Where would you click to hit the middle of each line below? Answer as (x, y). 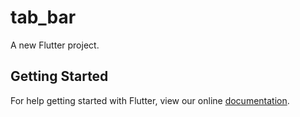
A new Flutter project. (55, 45)
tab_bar (43, 17)
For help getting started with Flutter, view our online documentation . (150, 100)
